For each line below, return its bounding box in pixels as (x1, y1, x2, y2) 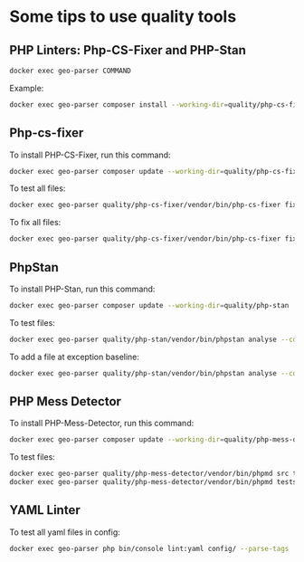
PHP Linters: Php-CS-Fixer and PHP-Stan (9, 43, 247, 58)
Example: (9, 82, 44, 93)
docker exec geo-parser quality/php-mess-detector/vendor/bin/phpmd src (9, 469, 290, 479)
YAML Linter (9, 502, 81, 518)
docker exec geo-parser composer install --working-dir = (9, 100, 229, 110)
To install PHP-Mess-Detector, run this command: (9, 418, 195, 429)
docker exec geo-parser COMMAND (9, 66, 131, 75)
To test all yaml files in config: (9, 527, 120, 538)
